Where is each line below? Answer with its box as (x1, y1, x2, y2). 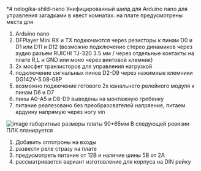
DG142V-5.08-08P (15, 76, 63, 83)
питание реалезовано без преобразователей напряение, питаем (15, 102, 186, 109)
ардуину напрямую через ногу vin (15, 108, 105, 115)
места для (6, 18, 34, 25)
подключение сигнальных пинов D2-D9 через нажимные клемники (15, 69, 193, 76)
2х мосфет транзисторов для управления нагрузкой (15, 63, 153, 70)
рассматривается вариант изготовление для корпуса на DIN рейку (15, 158, 191, 165)
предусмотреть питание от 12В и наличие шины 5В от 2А (15, 151, 165, 159)
